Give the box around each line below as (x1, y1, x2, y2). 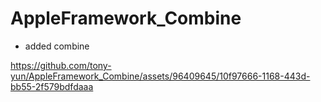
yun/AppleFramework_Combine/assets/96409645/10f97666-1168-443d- (10, 70, 311, 82)
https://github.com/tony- (10, 59, 112, 71)
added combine (24, 40, 90, 52)
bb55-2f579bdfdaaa (10, 80, 94, 92)
